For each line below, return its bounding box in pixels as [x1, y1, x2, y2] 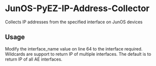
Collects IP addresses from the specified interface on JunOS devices [5, 19, 143, 25]
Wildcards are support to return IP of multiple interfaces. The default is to [5, 51, 152, 57]
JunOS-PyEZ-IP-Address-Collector [5, 3, 150, 14]
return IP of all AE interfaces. [5, 56, 62, 62]
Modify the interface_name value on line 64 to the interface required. [5, 46, 143, 51]
